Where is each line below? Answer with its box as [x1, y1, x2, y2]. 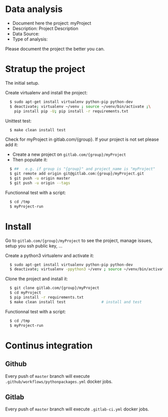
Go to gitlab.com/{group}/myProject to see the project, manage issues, [5, 237, 152, 244]
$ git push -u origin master [9, 176, 70, 181]
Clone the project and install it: [5, 276, 68, 282]
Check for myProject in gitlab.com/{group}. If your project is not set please [5, 136, 159, 142]
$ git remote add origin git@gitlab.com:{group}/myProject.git [9, 171, 144, 176]
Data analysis [5, 4, 63, 15]
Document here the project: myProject [12, 20, 91, 26]
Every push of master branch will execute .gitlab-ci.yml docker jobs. [5, 406, 149, 412]
